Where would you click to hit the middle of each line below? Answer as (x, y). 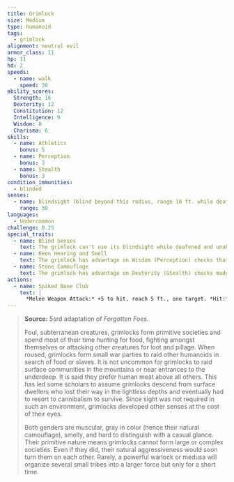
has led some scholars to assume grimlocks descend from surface (120, 384)
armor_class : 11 (31, 53)
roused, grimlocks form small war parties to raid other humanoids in (122, 355)
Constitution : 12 (39, 111)
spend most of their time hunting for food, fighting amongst (109, 340)
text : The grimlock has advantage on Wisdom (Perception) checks (117, 260)
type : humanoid (29, 27)
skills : (18, 137)
